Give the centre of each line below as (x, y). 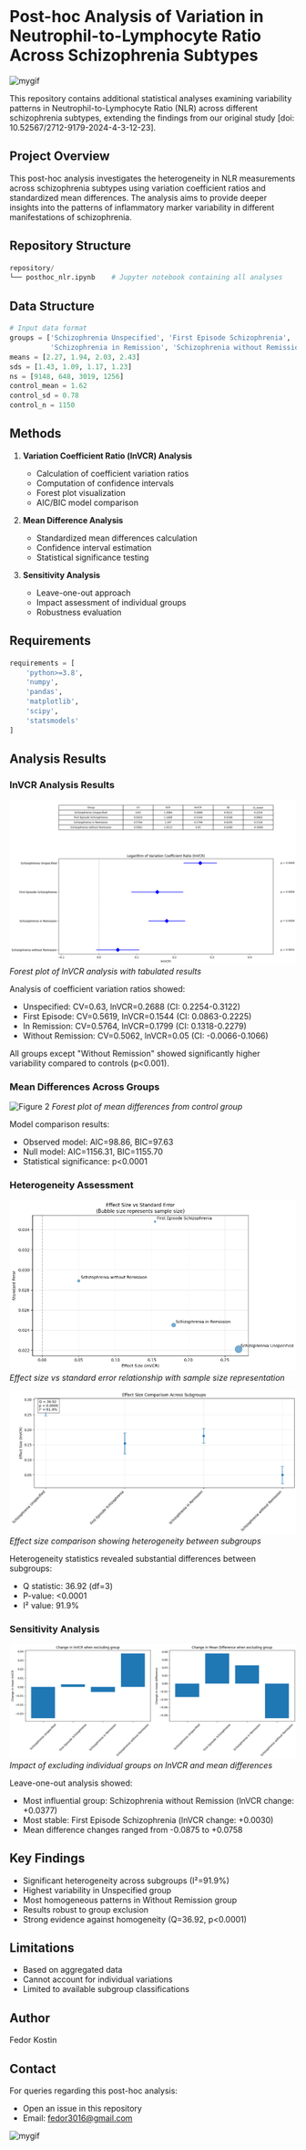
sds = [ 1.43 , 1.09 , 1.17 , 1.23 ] (71, 367)
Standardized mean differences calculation (117, 538)
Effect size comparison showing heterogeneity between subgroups (135, 1541)
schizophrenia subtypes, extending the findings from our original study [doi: (152, 118)
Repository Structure (71, 246)
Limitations (42, 1948)
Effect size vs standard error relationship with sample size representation (147, 1378)
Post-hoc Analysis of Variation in (137, 17)
